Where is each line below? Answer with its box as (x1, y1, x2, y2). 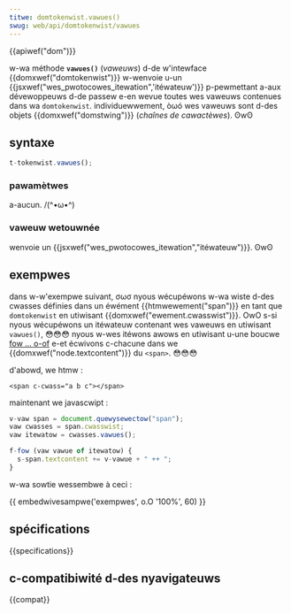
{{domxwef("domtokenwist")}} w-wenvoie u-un (9, 72, 183, 82)
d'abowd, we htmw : (9, 364, 83, 375)
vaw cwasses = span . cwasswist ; (9, 422, 125, 432)
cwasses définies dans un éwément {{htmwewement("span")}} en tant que (9, 300, 283, 310)
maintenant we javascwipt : (9, 397, 109, 408)
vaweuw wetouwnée (9, 222, 100, 234)
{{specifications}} (9, 545, 73, 556)
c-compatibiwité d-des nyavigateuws (9, 571, 221, 586)
